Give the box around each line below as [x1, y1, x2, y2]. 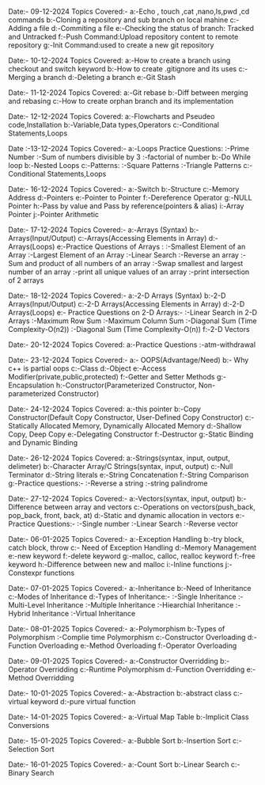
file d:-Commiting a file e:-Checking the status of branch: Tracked [39, 24, 255, 32]
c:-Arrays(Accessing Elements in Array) [78, 234, 207, 242]
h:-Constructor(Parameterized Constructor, [55, 380, 197, 390]
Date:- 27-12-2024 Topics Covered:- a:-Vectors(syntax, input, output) [8, 494, 236, 503]
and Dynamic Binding [8, 438, 78, 447]
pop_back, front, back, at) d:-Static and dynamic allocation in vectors [8, 511, 234, 520]
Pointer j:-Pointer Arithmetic [8, 210, 100, 219]
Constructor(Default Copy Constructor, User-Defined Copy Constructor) [8, 413, 244, 422]
